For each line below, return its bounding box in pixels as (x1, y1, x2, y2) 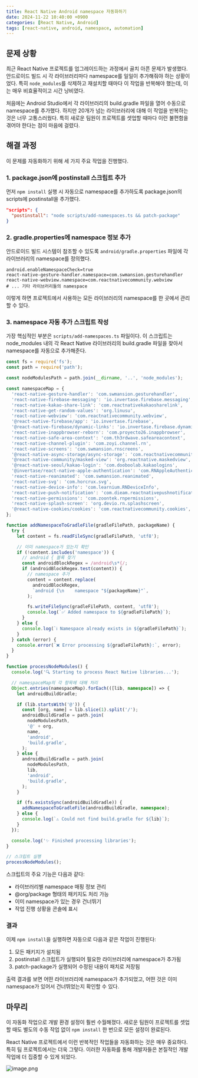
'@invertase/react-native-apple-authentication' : (11, 468, 136, 474)
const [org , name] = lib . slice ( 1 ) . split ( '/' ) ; (21, 707, 138, 713)
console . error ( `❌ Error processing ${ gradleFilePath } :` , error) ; (16, 642, 181, 648)
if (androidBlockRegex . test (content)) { (21, 566, 123, 572)
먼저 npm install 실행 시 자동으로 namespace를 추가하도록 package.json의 (6, 188, 183, 195)
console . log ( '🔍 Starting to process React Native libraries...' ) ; (11, 669, 180, 675)
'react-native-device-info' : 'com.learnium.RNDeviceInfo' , (11, 484, 160, 490)
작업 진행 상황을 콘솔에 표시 (14, 905, 78, 912)
